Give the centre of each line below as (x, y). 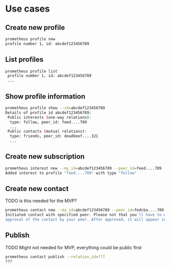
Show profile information (45, 96)
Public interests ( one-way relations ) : (50, 117)
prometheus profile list (31, 71)
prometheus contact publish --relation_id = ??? (55, 257)
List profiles (25, 59)
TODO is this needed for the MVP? (41, 201)
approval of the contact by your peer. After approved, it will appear (82, 220)
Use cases (28, 9)
